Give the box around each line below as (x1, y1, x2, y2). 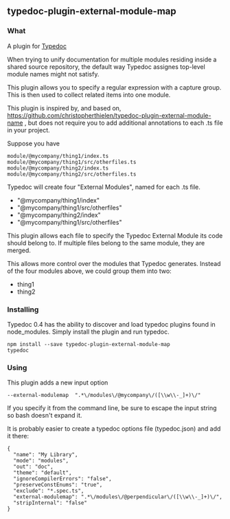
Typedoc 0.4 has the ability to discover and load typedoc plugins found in (7, 320, 216, 328)
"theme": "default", (13, 469, 72, 476)
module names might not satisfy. (7, 70, 100, 78)
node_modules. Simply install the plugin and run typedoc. (7, 327, 170, 336)
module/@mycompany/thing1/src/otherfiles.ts (7, 159, 137, 165)
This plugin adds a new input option (7, 378, 108, 387)
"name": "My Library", (13, 451, 78, 458)
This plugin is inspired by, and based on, (7, 103, 122, 112)
